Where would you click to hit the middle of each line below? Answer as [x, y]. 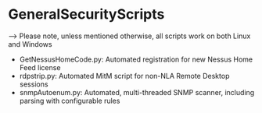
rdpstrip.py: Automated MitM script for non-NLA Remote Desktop [124, 76]
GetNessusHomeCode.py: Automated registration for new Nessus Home [136, 59]
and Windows [30, 44]
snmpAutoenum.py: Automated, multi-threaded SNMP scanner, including [137, 92]
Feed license [40, 67]
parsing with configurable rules [70, 101]
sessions [34, 84]
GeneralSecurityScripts [86, 14]
